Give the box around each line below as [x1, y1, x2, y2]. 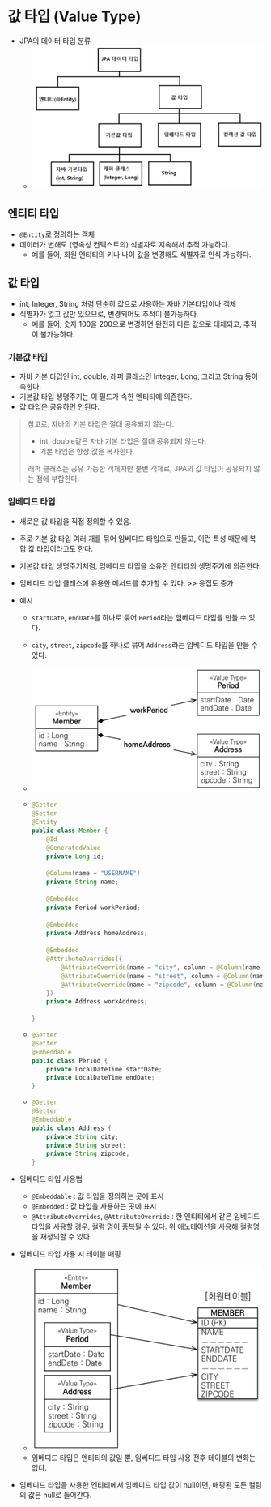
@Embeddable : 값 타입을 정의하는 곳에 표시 [31, 1191, 164, 1201]
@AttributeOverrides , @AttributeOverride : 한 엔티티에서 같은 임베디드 [31, 1212, 260, 1221]
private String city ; [46, 1132, 119, 1140]
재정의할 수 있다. [40, 1232, 92, 1242]
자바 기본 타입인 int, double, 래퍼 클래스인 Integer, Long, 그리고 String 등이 [19, 371, 258, 381]
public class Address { [31, 1124, 112, 1132]
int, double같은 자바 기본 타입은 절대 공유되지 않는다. [39, 436, 207, 446]
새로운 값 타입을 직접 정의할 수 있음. [19, 516, 132, 526]
